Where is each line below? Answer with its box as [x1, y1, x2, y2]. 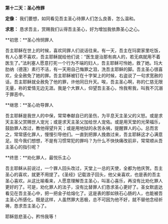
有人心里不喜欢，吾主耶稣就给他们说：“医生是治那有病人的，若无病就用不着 [5, 54, 161, 60]
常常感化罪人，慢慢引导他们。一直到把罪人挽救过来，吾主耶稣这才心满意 [13, 131, 163, 137]
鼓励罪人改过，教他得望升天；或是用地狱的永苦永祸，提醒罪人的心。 [5, 125, 145, 131]
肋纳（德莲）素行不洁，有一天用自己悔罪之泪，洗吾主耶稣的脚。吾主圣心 [5, 66, 154, 72]
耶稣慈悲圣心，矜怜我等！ [5, 213, 58, 219]
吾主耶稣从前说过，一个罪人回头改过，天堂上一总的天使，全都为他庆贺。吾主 [5, 165, 163, 171]
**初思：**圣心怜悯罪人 [5, 37, 54, 43]
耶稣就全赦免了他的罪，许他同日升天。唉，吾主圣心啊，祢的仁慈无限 [22, 79, 163, 85]
